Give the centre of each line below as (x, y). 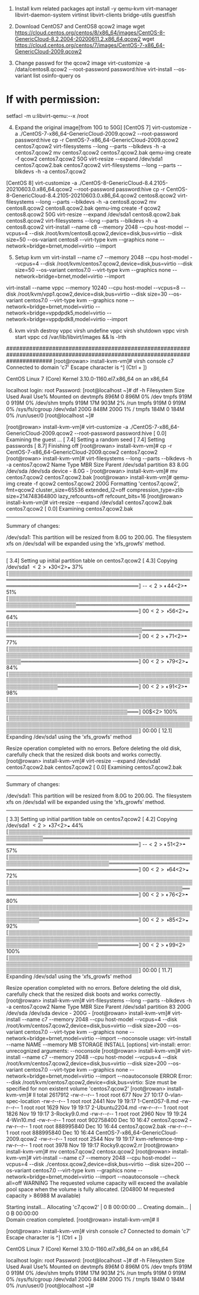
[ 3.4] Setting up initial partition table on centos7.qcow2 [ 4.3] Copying (92, 560)
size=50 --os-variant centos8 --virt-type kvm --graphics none (82, 239)
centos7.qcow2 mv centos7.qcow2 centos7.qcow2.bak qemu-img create (103, 152)
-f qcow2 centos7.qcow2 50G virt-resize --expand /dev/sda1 (89, 159)
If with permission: (53, 100)
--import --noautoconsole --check (137, 1177)
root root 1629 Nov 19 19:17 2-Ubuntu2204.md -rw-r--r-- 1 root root (106, 1107)
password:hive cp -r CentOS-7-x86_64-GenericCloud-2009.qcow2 (97, 140)
